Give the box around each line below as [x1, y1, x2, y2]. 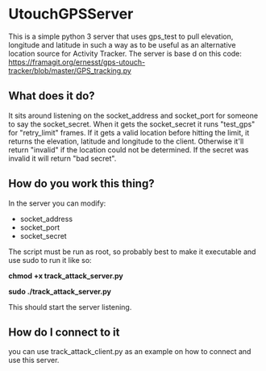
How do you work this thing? [8, 177, 155, 190]
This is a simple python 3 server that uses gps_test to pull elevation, [8, 31, 234, 41]
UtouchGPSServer [8, 5, 134, 23]
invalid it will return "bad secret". [8, 153, 117, 163]
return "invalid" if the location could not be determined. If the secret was [8, 144, 249, 154]
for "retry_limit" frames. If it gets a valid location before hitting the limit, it [8, 127, 250, 137]
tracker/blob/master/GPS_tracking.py [8, 65, 131, 75]
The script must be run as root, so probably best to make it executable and [8, 247, 256, 256]
